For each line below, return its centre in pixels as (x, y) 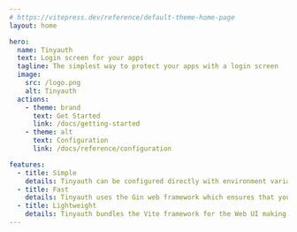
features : (27, 165)
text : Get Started (66, 116)
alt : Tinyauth (51, 91)
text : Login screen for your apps (80, 58)
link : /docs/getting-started (86, 124)
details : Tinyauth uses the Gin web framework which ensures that (150, 197)
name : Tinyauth (45, 50)
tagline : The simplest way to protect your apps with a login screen (148, 66)
